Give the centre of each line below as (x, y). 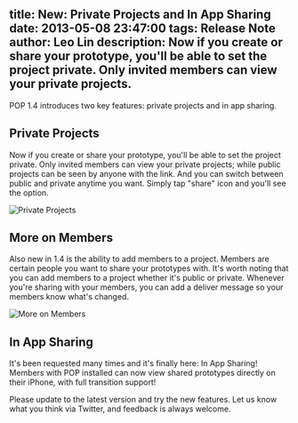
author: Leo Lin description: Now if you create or (146, 42)
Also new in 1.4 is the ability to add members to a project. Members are (139, 259)
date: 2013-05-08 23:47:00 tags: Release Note (142, 29)
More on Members (61, 238)
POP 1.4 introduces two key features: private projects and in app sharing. (143, 105)
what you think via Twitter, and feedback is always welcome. (120, 409)
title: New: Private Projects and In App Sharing (140, 15)
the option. (29, 192)
